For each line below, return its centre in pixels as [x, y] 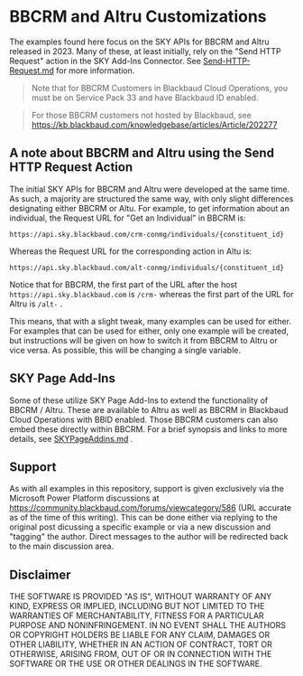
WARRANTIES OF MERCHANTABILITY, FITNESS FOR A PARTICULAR [137, 615]
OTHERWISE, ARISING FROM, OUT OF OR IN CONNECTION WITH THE [141, 654]
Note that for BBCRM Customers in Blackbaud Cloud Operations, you [160, 88]
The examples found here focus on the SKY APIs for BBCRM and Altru [139, 42]
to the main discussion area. [62, 546]
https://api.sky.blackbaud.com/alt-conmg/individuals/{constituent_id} [147, 268]
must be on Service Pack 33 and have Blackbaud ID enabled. [145, 98]
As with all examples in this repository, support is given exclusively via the [147, 489]
